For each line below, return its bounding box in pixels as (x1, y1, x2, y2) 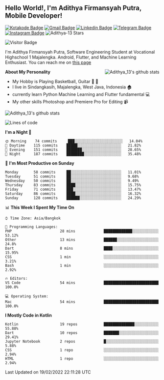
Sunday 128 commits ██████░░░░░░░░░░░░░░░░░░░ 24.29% (5, 195, 141, 201)
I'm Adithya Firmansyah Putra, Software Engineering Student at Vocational (5, 49, 155, 55)
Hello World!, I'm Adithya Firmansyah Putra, (5, 4, 142, 12)
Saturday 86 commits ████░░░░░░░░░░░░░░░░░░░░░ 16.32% (5, 191, 141, 196)
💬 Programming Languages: (5, 224, 58, 229)
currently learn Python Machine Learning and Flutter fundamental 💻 (12, 91, 150, 97)
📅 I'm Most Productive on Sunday (5, 160, 74, 166)
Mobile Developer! (5, 12, 63, 20)
